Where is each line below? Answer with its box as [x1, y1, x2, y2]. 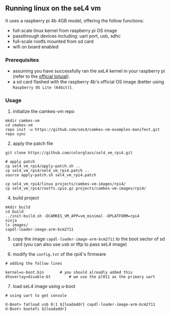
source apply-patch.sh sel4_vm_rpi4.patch [5, 173, 96, 178]
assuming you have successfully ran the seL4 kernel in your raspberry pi [12, 68, 165, 74]
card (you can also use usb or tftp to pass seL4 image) [12, 241, 127, 247]
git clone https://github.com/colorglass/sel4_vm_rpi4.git [5, 150, 133, 156]
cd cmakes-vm [5, 123, 33, 128]
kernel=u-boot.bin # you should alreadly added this [5, 270, 133, 275]
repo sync [5, 132, 26, 137]
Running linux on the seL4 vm [5, 4, 101, 13]
